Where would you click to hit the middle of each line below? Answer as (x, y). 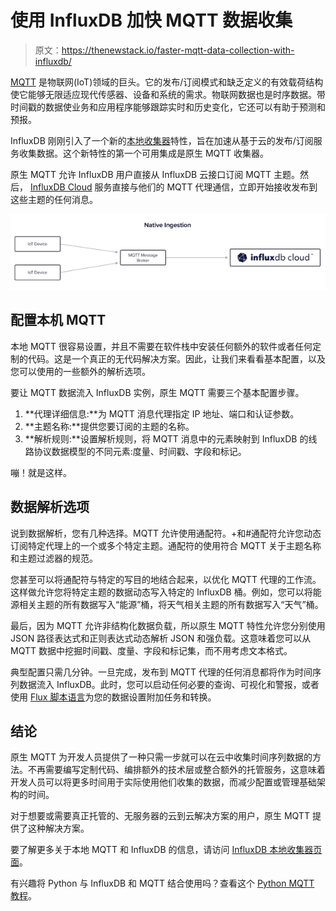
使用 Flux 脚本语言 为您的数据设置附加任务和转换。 (113, 697)
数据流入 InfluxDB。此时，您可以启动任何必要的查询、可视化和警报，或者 (169, 684)
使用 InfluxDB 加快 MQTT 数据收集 (151, 20)
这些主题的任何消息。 (54, 199)
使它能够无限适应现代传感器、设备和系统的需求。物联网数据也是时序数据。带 (168, 94)
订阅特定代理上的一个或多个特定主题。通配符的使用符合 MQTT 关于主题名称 (166, 545)
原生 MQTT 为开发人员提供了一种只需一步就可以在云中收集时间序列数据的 (161, 757)
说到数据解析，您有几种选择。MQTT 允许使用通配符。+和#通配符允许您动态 (166, 533)
